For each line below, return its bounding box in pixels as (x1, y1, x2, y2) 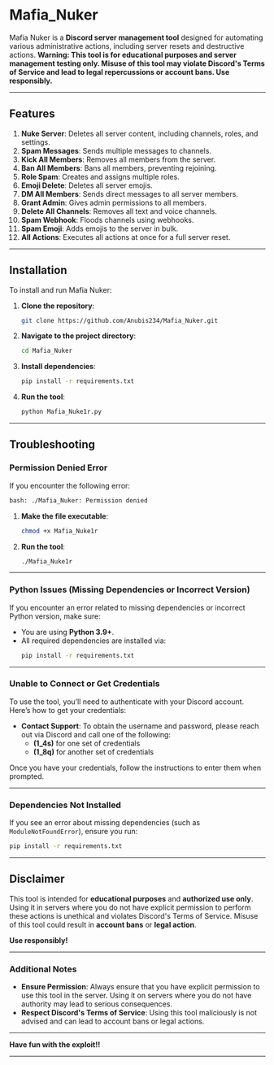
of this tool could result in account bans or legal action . (9, 919, 197, 929)
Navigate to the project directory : (20, 331, 137, 341)
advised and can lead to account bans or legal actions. (20, 1016, 205, 1026)
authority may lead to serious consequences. (20, 999, 173, 1009)
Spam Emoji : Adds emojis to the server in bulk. (20, 224, 178, 233)
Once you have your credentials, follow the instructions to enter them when (9, 763, 262, 772)
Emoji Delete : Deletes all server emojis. (20, 180, 153, 190)
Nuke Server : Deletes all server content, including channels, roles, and (20, 128, 259, 138)
